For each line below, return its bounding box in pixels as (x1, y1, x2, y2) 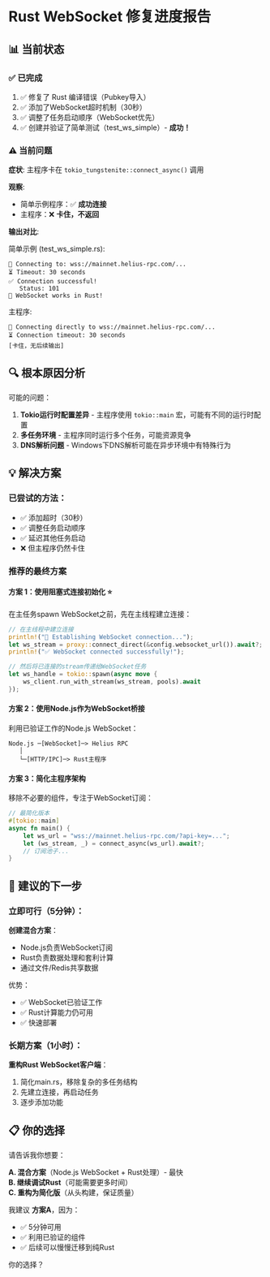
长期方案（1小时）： (8, 1040, 84, 1051)
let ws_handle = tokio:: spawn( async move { (8, 671, 158, 679)
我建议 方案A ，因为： (8, 1205, 80, 1214)
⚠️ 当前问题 (8, 145, 53, 156)
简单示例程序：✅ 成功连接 (19, 200, 107, 209)
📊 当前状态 (8, 42, 65, 56)
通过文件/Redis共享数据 (19, 963, 99, 973)
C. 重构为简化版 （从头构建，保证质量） (8, 1188, 139, 1197)
